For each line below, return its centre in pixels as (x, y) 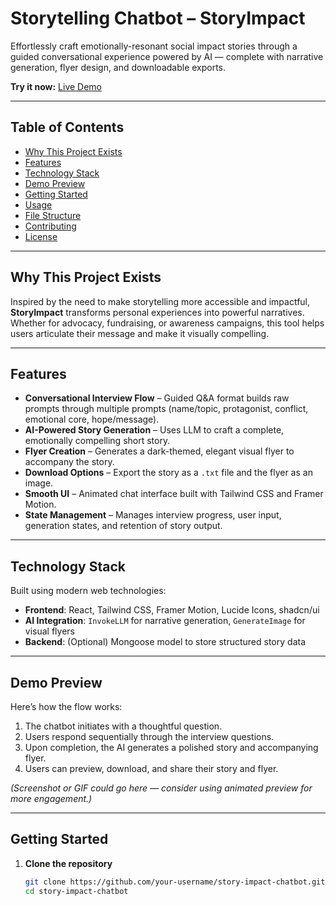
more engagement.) (51, 798)
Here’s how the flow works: (66, 706)
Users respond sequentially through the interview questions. (149, 736)
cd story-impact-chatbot (76, 891)
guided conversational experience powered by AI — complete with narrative (167, 56)
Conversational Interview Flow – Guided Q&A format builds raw (157, 398)
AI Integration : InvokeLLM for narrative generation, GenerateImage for (165, 621)
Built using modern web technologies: (88, 591)
